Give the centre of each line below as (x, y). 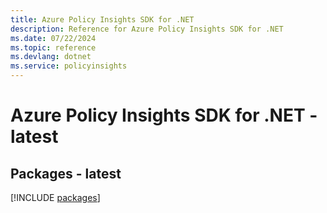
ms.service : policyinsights (69, 66)
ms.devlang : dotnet (51, 57)
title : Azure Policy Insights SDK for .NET (102, 19)
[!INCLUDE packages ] (55, 197)
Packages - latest (66, 173)
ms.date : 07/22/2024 (53, 38)
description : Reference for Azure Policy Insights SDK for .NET (147, 29)
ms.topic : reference (53, 47)
